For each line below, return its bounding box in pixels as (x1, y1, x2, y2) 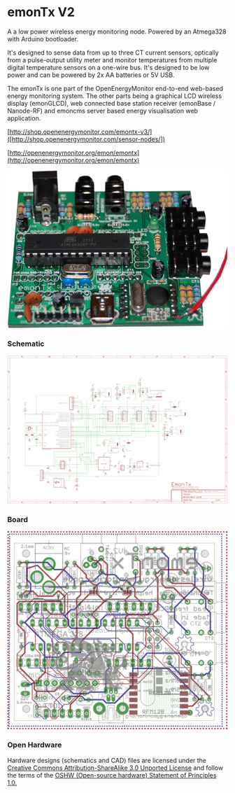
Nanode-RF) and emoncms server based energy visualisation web (7, 106, 198, 115)
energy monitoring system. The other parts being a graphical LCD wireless (7, 92, 222, 100)
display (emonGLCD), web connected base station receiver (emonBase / (7, 99, 216, 107)
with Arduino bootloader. (7, 34, 79, 43)
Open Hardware (7, 740, 62, 750)
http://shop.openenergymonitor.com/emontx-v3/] (9, 127, 152, 136)
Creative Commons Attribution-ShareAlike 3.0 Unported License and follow (7, 764, 224, 772)
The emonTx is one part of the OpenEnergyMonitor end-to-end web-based (7, 84, 224, 92)
